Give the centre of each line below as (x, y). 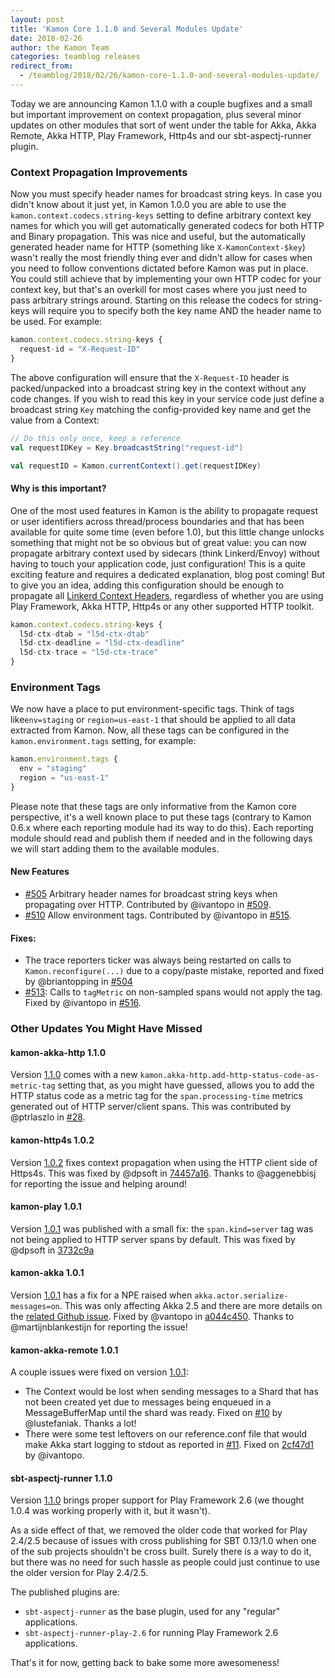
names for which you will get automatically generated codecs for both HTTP (167, 226)
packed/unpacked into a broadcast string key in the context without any (158, 388)
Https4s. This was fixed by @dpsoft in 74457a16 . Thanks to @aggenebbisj (163, 1173)
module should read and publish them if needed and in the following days (161, 838)
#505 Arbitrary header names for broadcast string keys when (151, 894)
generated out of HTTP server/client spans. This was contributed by (151, 1107)
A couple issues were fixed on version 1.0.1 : (99, 1372)
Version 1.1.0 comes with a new (74, 1075)
